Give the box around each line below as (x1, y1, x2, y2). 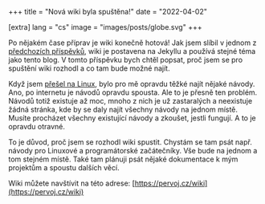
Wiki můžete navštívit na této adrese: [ (8, 178, 135, 188)
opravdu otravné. (8, 122, 66, 131)
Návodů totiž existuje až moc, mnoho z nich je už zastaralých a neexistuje (8, 96, 253, 105)
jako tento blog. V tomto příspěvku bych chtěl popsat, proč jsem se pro (8, 55, 243, 64)
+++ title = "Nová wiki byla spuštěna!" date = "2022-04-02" (8, 7, 207, 16)
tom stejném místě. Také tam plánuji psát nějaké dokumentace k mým (8, 154, 238, 164)
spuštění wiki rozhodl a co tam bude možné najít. (8, 63, 170, 73)
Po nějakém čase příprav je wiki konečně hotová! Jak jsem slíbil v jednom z (8, 38, 257, 47)
